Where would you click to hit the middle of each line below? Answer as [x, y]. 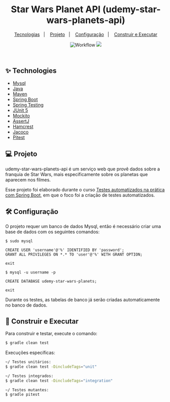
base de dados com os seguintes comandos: [52, 232]
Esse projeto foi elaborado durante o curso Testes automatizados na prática [85, 189]
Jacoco [21, 132]
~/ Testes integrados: [29, 376]
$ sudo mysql [19, 241]
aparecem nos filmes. [28, 180]
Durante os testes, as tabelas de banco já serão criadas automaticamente [82, 300]
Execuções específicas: [30, 353]
